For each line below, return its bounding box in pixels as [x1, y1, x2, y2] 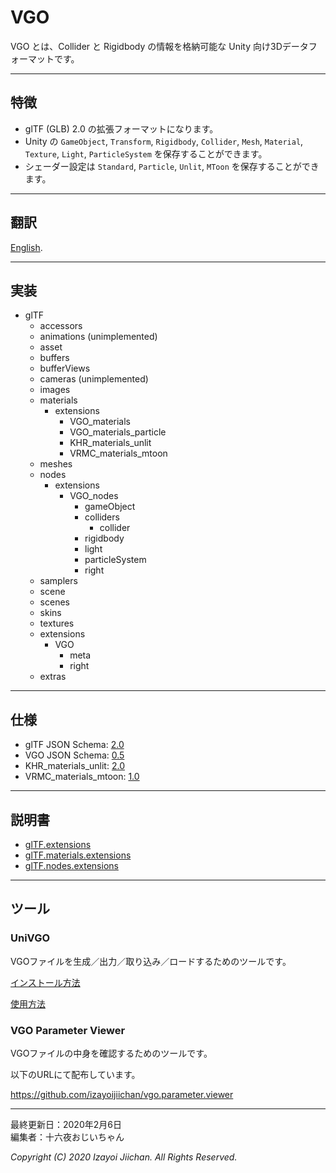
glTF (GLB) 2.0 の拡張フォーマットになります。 [24, 122, 219, 135]
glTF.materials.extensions [24, 849, 132, 861]
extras [39, 671, 67, 683]
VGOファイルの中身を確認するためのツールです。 [10, 1047, 213, 1059]
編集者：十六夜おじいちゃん [10, 1131, 125, 1143]
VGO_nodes [69, 490, 119, 502]
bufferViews [39, 362, 91, 375]
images [39, 384, 71, 396]
